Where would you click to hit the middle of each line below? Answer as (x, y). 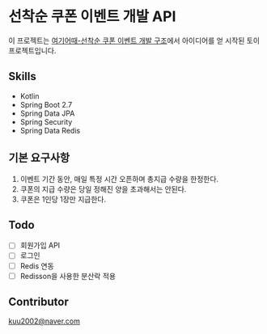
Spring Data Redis (50, 130)
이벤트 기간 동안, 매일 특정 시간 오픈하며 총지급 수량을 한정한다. (119, 179)
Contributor (38, 302)
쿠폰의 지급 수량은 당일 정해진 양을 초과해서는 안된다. (103, 189)
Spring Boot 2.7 (46, 104)
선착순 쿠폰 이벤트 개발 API (92, 17)
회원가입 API (40, 245)
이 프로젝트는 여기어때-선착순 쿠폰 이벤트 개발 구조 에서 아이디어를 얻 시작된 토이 (134, 40)
